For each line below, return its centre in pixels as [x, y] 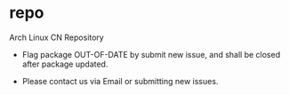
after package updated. [65, 64]
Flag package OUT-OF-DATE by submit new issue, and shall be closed [151, 54]
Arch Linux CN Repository [56, 37]
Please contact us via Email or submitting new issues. [120, 81]
